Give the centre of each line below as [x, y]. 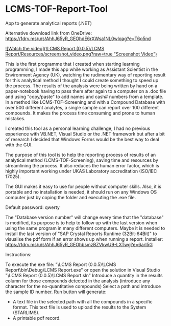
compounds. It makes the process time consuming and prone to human [80, 113]
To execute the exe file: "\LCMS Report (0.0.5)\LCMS [61, 264]
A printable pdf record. [37, 318]
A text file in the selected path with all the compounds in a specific [83, 301]
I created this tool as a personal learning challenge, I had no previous [78, 128]
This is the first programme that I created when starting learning [72, 64]
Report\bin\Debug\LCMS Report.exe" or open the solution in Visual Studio [83, 270]
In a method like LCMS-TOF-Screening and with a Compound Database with [86, 102]
